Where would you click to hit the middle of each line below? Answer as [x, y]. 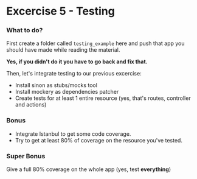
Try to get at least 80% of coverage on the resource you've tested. [98, 140]
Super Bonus [26, 156]
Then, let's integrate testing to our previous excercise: [74, 74]
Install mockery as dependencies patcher [67, 92]
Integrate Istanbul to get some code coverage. [73, 134]
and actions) [31, 105]
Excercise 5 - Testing [61, 11]
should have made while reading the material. [63, 50]
